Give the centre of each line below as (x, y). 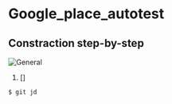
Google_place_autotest (86, 14)
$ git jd (23, 92)
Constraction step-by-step (76, 43)
